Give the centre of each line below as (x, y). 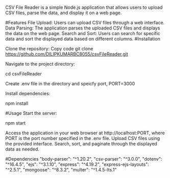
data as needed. (22, 149)
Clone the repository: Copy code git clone (49, 49)
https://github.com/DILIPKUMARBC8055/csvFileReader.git (67, 54)
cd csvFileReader (24, 74)
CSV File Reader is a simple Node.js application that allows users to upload (84, 7)
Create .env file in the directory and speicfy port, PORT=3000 (70, 84)
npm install (17, 103)
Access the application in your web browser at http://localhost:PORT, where (85, 133)
